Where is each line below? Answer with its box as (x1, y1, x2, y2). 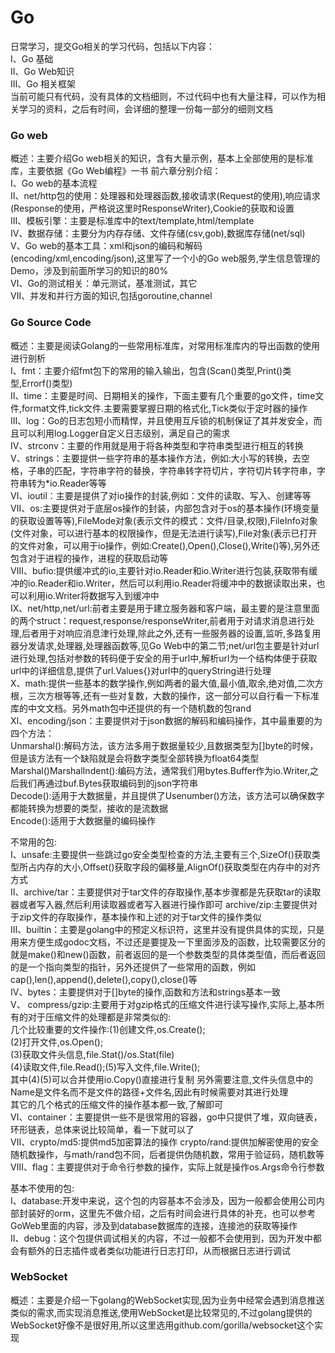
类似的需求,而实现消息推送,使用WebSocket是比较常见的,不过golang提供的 (10, 1306, 313, 1318)
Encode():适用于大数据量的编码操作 (10, 814, 157, 826)
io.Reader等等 (49, 477, 107, 489)
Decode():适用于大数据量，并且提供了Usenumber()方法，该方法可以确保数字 (10, 789, 325, 801)
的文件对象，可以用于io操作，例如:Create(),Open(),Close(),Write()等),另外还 (10, 539, 320, 551)
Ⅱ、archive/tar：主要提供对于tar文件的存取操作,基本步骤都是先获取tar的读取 (10, 886, 322, 898)
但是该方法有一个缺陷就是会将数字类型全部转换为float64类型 (10, 752, 260, 764)
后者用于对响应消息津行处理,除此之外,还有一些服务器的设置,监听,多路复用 (21, 627, 322, 639)
